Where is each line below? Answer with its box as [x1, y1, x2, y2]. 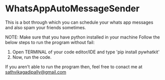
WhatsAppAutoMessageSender [5, 3, 140, 14]
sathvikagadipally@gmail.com [5, 69, 67, 75]
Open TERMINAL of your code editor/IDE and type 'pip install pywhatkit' [12, 49, 160, 55]
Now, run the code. [12, 54, 52, 60]
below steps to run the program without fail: [5, 39, 95, 45]
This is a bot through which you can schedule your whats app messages [5, 19, 154, 25]
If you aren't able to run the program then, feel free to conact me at [5, 64, 143, 70]
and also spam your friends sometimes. [5, 24, 86, 30]
